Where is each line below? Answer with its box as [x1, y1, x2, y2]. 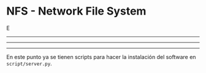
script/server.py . [6, 60, 52, 67]
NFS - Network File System [6, 4, 147, 18]
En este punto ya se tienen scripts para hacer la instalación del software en [6, 53, 196, 60]
